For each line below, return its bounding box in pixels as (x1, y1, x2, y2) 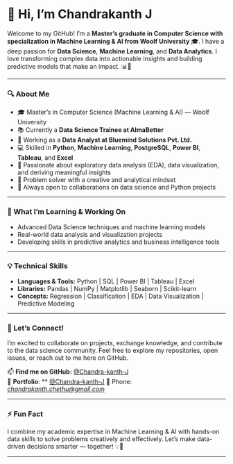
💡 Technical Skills (7, 261, 68, 271)
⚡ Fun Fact (7, 409, 44, 419)
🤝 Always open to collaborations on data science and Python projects (17, 183, 216, 192)
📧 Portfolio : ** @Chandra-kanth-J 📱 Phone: (7, 378, 132, 386)
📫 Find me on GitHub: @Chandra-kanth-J (7, 367, 129, 376)
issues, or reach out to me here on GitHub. (7, 354, 129, 362)
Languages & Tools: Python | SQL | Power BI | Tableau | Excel (17, 277, 195, 285)
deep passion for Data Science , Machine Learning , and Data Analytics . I (7, 47, 217, 55)
